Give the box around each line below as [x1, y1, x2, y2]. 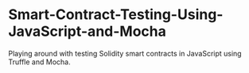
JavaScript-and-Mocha [8, 22, 167, 40]
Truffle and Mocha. [8, 57, 71, 67]
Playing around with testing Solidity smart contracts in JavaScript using [8, 48, 242, 58]
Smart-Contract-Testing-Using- [8, 6, 224, 24]
